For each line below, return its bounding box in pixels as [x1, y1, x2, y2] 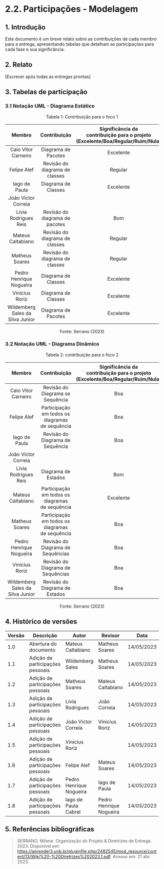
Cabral [65, 808, 81, 815]
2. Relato [5, 60, 33, 69]
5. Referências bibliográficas [5, 825, 94, 833]
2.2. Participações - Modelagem [5, 3, 138, 15]
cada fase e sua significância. [5, 47, 65, 52]
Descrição [32, 632, 57, 639]
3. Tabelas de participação [5, 88, 88, 96]
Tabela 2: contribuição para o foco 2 [45, 352, 119, 358]
